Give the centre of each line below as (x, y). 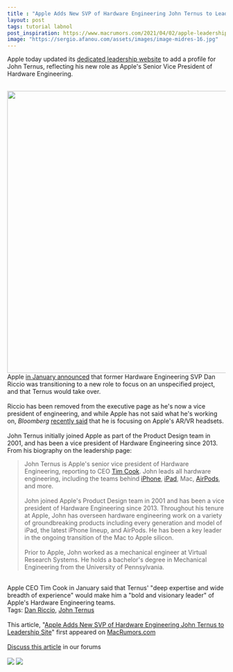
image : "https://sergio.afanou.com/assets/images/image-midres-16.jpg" (113, 40)
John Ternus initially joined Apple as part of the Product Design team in (109, 436)
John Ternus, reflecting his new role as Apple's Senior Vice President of (110, 67)
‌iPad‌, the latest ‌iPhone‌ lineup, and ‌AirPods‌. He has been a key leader (123, 531)
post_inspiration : (34, 33)
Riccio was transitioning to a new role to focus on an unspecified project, (111, 384)
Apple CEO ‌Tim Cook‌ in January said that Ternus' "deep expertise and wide (115, 588)
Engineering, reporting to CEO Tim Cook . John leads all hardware (118, 472)
